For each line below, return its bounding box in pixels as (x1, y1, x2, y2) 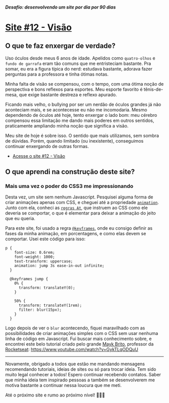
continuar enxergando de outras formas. (5, 143, 89, 149)
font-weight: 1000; (14, 254, 55, 259)
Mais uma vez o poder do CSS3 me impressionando (5, 182, 134, 189)
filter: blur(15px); (18, 307, 62, 312)
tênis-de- (143, 86, 163, 92)
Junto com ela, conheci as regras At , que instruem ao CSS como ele (5, 205, 148, 211)
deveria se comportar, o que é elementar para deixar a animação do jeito (5, 210, 156, 216)
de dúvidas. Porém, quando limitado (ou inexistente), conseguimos (5, 138, 144, 144)
